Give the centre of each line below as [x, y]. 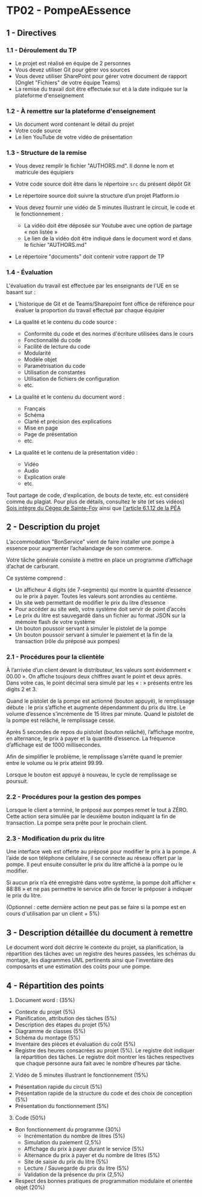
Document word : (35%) [45, 1000]
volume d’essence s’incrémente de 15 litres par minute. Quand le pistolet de [100, 713]
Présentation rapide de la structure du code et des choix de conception [103, 1094]
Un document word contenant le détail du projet [74, 124]
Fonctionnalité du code [52, 340]
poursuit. [17, 781]
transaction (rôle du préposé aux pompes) [67, 641]
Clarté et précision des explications [68, 421]
